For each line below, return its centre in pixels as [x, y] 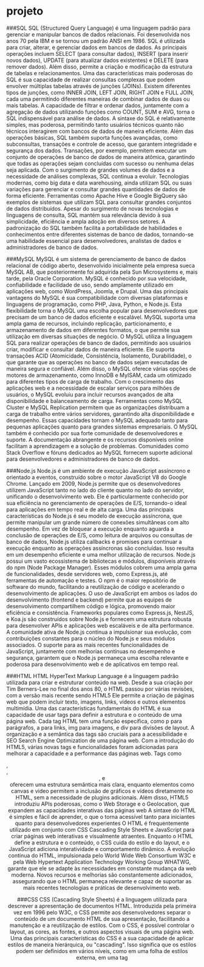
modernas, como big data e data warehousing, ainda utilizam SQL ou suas [99, 183]
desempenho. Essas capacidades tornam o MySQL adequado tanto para [97, 420]
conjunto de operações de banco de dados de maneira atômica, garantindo [101, 157]
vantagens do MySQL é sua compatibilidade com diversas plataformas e [97, 297]
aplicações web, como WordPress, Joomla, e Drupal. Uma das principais [97, 291]
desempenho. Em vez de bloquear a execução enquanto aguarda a [90, 529]
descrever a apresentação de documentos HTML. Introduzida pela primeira [102, 906]
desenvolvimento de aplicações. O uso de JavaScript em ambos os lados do [102, 593]
